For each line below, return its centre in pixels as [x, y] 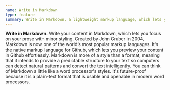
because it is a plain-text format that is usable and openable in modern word [85, 77]
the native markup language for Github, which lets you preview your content [84, 50]
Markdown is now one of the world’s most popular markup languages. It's [82, 44]
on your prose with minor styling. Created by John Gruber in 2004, [75, 39]
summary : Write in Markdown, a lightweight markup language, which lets [83, 19]
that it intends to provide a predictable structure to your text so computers [82, 61]
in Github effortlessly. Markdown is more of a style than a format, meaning [83, 55]
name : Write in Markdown [31, 10]
